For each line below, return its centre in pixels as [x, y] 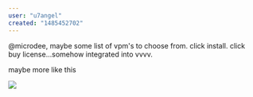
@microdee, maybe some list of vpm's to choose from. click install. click [127, 45]
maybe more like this [43, 69]
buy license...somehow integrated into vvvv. [80, 54]
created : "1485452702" [46, 23]
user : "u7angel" [35, 16]
